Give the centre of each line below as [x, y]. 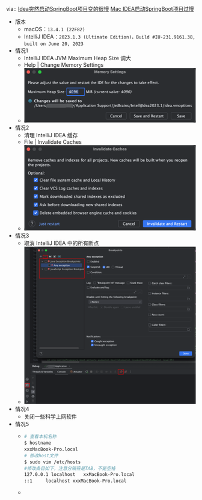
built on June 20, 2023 [54, 44]
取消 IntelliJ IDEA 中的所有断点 [61, 243]
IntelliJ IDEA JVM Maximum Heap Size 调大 [77, 58]
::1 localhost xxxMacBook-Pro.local [75, 481]
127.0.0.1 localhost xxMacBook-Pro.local [79, 475]
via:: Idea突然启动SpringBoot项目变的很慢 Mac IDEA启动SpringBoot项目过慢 [100, 9]
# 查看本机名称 [40, 437]
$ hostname [38, 443]
